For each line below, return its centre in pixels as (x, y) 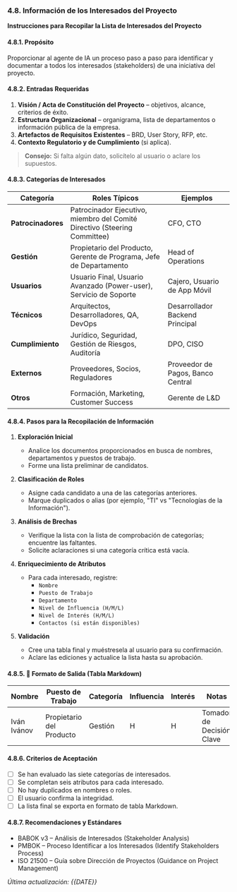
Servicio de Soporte (103, 294)
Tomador (217, 713)
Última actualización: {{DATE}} (52, 882)
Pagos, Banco (190, 373)
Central (180, 382)
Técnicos (26, 315)
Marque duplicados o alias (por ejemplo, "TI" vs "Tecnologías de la (125, 500)
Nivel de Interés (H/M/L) (77, 616)
